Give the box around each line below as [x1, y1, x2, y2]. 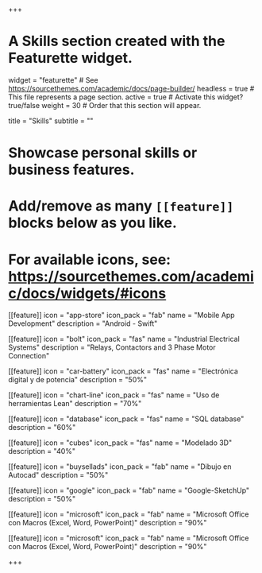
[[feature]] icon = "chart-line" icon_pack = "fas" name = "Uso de [8, 390, 220, 400]
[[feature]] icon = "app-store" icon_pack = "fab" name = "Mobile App [8, 311, 236, 320]
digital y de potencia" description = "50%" [8, 375, 148, 385]
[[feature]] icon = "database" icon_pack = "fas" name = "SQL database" [8, 414, 245, 424]
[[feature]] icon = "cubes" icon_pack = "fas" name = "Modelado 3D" [8, 438, 233, 447]
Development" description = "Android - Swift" [8, 319, 158, 328]
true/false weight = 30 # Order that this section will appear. [8, 100, 202, 110]
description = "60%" [8, 423, 76, 432]
